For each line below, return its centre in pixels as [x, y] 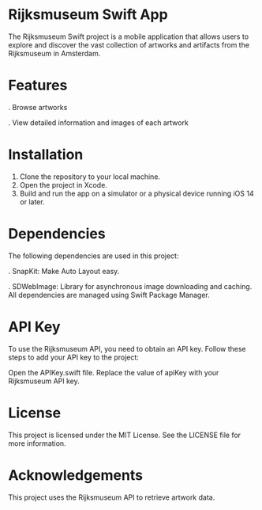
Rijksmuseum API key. [44, 381]
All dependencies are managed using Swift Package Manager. [109, 295]
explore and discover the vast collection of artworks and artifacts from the [129, 44]
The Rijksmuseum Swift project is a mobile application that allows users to [129, 36]
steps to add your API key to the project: [74, 357]
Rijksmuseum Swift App [88, 15]
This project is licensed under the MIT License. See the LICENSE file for [125, 435]
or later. [32, 202]
